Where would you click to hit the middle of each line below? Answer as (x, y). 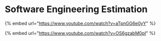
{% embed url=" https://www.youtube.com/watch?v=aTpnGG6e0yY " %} (80, 23)
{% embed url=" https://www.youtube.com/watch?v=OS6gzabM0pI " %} (80, 33)
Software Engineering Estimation (76, 9)
